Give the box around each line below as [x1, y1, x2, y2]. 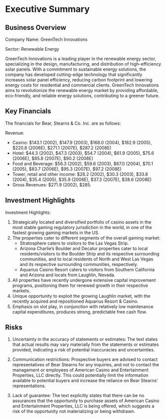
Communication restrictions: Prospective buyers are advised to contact [12, 356, 158, 362]
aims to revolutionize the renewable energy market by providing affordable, [5, 87, 159, 93]
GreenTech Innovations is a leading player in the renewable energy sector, [5, 56, 157, 62]
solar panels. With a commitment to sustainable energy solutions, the [5, 66, 146, 72]
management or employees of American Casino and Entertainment [12, 367, 149, 373]
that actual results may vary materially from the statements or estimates [12, 341, 159, 347]
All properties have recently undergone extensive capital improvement [12, 277, 156, 283]
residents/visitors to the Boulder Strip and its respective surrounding [19, 251, 160, 256]
